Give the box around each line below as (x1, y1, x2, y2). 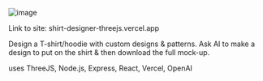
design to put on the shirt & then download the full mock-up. (8, 48, 210, 57)
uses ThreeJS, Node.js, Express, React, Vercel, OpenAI (8, 63, 193, 73)
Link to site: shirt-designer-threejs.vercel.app (8, 23, 160, 32)
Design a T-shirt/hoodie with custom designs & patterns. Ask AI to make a (8, 39, 256, 49)
